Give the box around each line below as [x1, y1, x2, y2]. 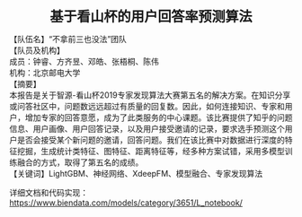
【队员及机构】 [9, 45, 65, 56]
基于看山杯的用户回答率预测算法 [49, 8, 253, 25]
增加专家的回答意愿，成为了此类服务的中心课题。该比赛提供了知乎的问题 [24, 112, 293, 123]
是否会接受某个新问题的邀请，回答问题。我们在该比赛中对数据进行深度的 [16, 135, 285, 145]
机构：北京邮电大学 [9, 67, 81, 78]
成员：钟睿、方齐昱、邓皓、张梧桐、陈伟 [9, 56, 159, 66]
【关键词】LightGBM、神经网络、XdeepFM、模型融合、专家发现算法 [9, 169, 263, 178]
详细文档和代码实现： [9, 187, 88, 197]
